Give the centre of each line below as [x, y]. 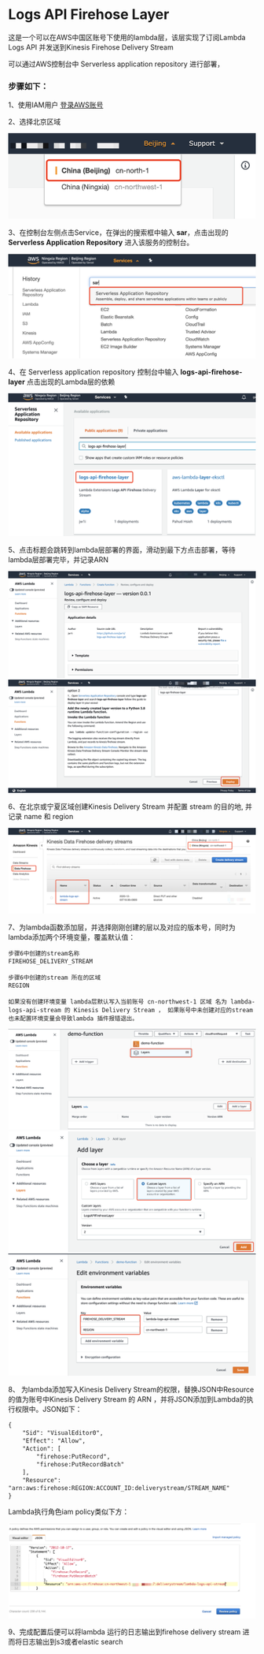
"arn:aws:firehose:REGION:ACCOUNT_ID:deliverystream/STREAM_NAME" [119, 1488]
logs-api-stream [35, 1011]
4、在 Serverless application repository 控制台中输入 [93, 371]
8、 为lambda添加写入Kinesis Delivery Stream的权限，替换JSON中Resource [131, 1390]
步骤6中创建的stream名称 [44, 954]
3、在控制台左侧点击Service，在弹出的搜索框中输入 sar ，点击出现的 [119, 232]
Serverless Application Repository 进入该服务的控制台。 [101, 242]
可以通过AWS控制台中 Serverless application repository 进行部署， [116, 64]
